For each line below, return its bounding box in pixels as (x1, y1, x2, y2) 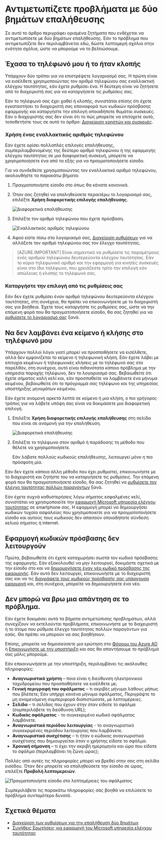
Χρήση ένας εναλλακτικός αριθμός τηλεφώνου (5, 131, 124, 138)
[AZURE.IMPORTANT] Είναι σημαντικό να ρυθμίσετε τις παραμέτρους (17, 249, 160, 255)
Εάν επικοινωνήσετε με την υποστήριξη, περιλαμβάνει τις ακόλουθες (5, 661, 148, 667)
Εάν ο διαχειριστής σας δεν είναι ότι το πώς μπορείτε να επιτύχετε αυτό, (5, 114, 154, 120)
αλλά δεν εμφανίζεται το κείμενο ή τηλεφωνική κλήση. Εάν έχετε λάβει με (5, 354, 159, 361)
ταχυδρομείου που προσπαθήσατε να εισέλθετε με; (12, 680, 117, 687)
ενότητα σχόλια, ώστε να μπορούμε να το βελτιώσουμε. (5, 46, 119, 51)
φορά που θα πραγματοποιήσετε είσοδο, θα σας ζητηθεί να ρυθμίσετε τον (5, 479, 157, 485)
